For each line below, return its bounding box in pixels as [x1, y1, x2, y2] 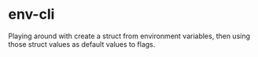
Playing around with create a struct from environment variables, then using [8, 31, 250, 41]
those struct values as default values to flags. [8, 39, 156, 48]
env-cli [8, 5, 55, 23]
